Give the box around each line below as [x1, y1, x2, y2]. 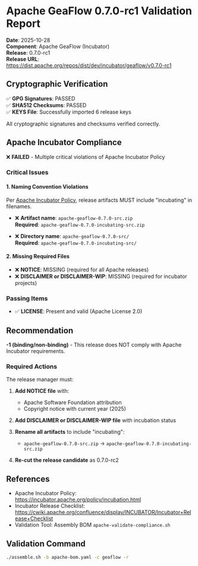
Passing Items [6, 294, 48, 302]
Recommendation [6, 326, 73, 336]
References [6, 474, 50, 484]
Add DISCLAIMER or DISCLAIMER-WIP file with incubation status [14, 417, 177, 424]
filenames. [6, 202, 32, 209]
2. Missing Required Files [6, 253, 70, 260]
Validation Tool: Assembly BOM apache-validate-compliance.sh [14, 521, 171, 529]
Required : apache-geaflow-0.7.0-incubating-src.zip [14, 221, 145, 228]
